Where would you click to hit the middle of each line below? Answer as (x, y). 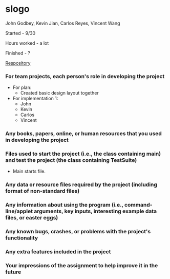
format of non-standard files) (42, 191)
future (13, 272)
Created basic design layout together (59, 93)
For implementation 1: (35, 99)
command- (139, 205)
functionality (22, 238)
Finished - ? (18, 53)
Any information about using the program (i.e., (65, 205)
